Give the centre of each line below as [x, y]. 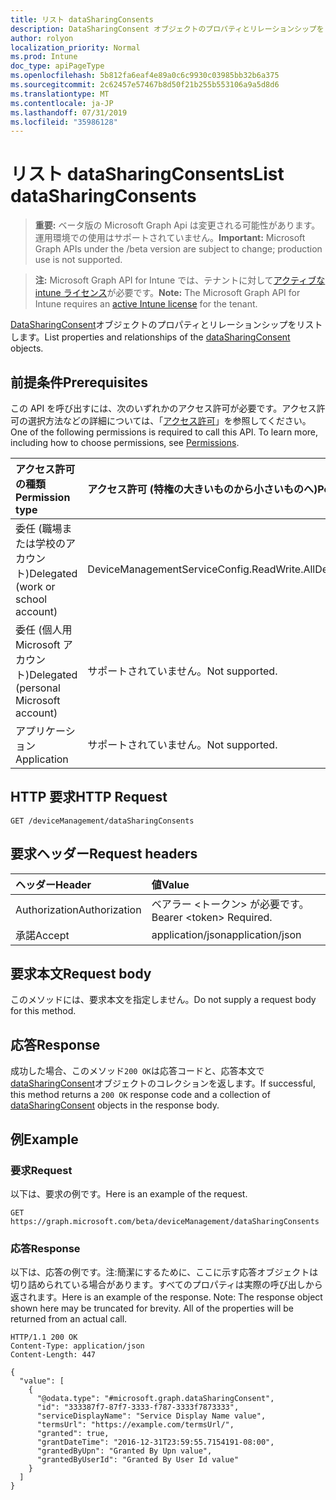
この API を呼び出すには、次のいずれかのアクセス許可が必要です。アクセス [163, 408]
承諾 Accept [42, 935]
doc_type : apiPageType [57, 66]
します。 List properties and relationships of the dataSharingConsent [150, 337]
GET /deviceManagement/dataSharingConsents [102, 821]
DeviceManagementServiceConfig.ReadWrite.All [201, 569]
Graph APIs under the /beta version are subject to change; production [178, 249]
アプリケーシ [45, 731]
